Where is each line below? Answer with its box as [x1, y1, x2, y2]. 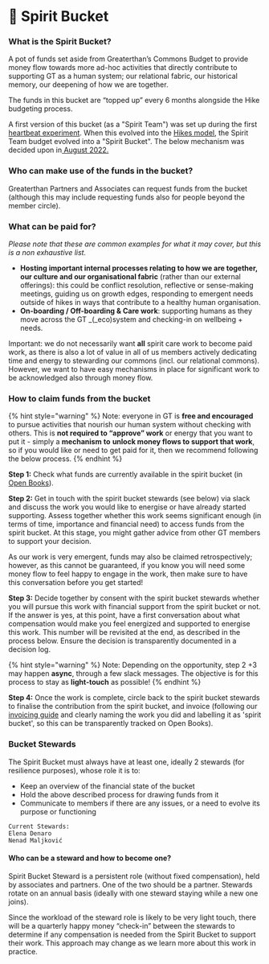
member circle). [8, 200, 61, 210]
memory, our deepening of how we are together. [8, 80, 169, 89]
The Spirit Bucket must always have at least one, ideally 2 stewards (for [8, 756, 245, 767]
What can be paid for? [8, 220, 96, 232]
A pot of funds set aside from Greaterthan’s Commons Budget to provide [8, 54, 249, 64]
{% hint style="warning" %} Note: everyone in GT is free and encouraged [8, 411, 254, 421]
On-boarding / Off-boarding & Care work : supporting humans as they [19, 306, 253, 316]
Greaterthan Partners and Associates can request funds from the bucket [8, 183, 247, 193]
